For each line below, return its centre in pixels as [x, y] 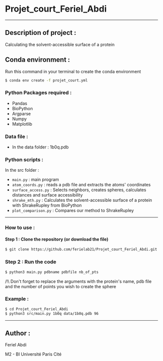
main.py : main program [35, 180]
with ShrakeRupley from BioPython [47, 205]
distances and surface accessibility [47, 195]
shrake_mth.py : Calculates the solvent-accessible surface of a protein [82, 200]
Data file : [16, 136]
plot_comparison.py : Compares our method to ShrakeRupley [73, 211]
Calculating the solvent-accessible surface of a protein [60, 44]
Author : [18, 333]
